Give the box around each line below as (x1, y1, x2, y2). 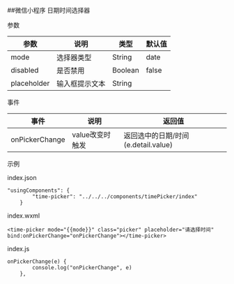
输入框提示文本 (56, 79, 106, 89)
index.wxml (7, 211, 40, 220)
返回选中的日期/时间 (123, 131, 189, 140)
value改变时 (72, 130, 111, 140)
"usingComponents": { (7, 187, 70, 194)
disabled (10, 66, 39, 75)
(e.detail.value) (123, 140, 173, 149)
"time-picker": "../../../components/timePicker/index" (32, 193, 198, 200)
